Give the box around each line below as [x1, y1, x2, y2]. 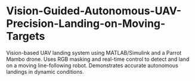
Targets [6, 30, 45, 43]
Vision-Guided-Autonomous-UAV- [6, 4, 182, 18]
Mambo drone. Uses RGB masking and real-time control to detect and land [6, 55, 190, 63]
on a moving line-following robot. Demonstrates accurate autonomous [6, 61, 179, 69]
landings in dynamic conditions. [6, 68, 85, 75]
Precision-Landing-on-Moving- [6, 17, 166, 30]
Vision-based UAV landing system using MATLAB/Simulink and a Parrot [6, 49, 182, 56]
